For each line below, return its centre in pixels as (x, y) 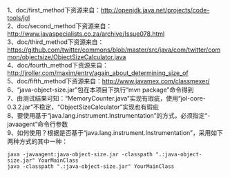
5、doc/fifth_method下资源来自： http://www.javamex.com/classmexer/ (108, 81)
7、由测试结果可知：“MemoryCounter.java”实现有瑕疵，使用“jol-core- (106, 98)
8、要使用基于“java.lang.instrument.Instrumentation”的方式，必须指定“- (109, 115)
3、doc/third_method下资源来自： (56, 42)
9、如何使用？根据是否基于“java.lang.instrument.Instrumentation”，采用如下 (115, 133)
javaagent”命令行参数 (38, 124)
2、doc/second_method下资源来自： (60, 26)
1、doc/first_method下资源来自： (54, 10)
